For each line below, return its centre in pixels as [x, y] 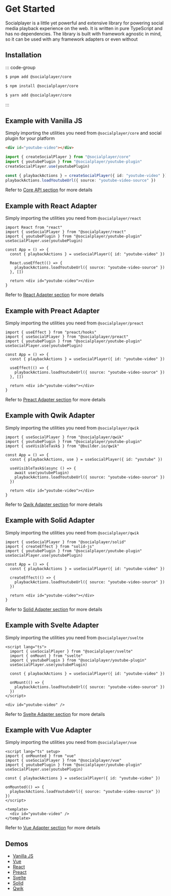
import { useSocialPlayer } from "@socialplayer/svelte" [72, 651]
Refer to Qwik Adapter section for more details [54, 504]
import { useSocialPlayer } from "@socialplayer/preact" [67, 337]
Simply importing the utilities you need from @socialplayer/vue [71, 742]
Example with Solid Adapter [50, 520]
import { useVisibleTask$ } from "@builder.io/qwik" [62, 446]
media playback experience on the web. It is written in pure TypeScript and [84, 28]
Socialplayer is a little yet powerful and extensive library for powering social [84, 23]
